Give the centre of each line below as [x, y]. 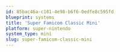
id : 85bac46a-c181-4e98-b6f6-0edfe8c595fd [60, 12]
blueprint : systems [30, 17]
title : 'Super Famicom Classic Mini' [53, 23]
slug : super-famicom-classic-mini [49, 39]
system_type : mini [29, 34]
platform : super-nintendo [38, 28]
